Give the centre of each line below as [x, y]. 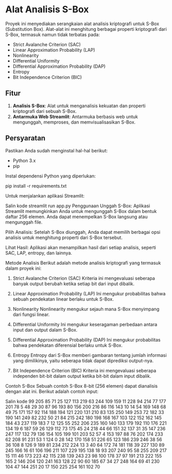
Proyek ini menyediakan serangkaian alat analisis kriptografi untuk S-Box [82, 24]
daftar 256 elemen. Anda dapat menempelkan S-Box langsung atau [77, 216]
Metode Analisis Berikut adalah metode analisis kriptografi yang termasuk [83, 263]
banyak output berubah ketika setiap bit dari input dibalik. [73, 284]
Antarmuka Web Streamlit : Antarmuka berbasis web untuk [75, 116]
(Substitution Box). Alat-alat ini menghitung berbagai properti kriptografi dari [86, 29]
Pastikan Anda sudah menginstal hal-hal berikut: [56, 150]
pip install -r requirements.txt [36, 186]
